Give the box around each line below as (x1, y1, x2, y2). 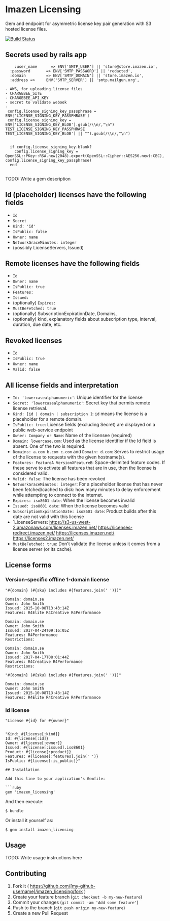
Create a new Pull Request (12, 910, 69, 916)
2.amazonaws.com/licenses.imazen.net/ (12, 524, 97, 530)
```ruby (5, 785, 22, 790)
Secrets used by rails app (5, 50, 87, 59)
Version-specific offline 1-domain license (5, 576, 110, 583)
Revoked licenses (5, 336, 62, 345)
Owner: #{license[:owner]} (5, 740, 62, 746)
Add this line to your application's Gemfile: (5, 776, 106, 781)
